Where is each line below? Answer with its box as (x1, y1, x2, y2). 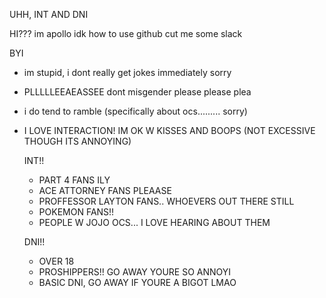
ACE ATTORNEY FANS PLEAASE (38, 185, 172, 196)
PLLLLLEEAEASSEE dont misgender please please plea (23, 86, 252, 98)
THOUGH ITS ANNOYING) (23, 135, 132, 147)
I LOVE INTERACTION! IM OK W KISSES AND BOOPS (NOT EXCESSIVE (23, 125, 316, 136)
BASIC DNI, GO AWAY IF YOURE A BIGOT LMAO (38, 277, 237, 288)
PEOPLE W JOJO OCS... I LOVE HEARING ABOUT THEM (38, 217, 271, 228)
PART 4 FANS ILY (38, 174, 111, 186)
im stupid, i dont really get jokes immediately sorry (23, 67, 232, 78)
